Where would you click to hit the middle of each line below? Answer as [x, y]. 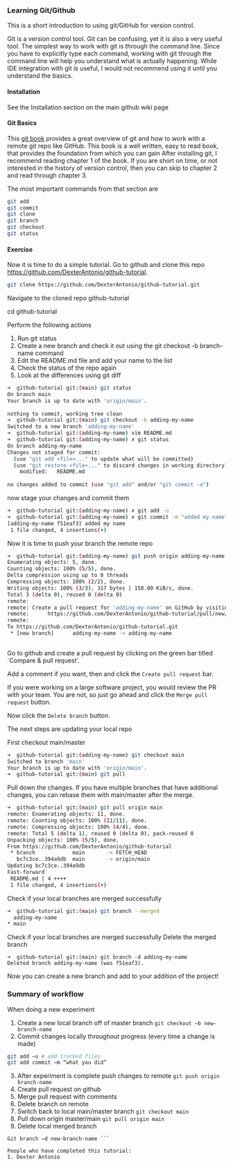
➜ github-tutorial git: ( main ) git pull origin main [85, 808]
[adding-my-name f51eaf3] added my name [67, 523]
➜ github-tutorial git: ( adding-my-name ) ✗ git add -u [88, 511]
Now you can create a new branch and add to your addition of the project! [113, 976]
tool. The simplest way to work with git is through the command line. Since [114, 46]
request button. [29, 702]
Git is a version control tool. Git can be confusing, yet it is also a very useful [115, 39]
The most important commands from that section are [83, 189]
